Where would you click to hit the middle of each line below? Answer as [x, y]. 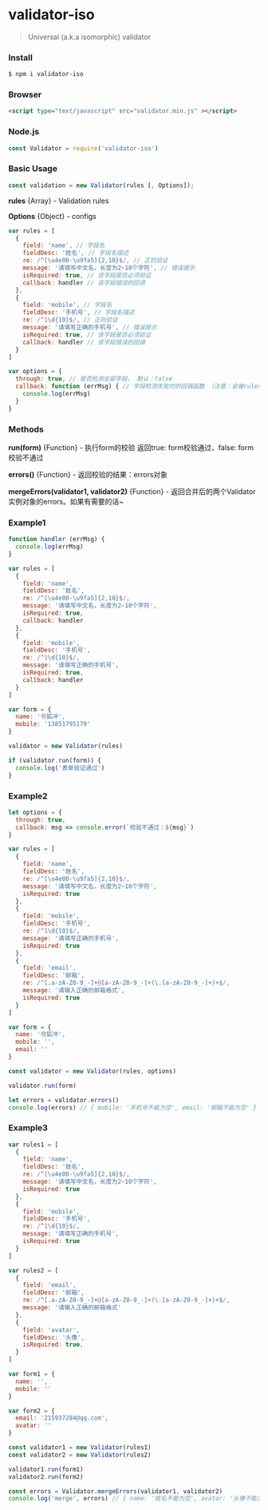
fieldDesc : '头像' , [54, 1337]
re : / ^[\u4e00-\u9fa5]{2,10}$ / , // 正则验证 [95, 261]
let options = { [35, 812]
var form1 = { [32, 1374]
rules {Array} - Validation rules [59, 201]
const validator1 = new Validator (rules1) [80, 1448]
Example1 [27, 523]
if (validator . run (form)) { [55, 760]
